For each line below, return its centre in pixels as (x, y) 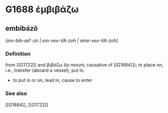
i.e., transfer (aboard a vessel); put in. (45, 71)
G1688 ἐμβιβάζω (42, 9)
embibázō (22, 28)
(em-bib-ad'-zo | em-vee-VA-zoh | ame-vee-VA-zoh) (62, 40)
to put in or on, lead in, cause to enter (52, 80)
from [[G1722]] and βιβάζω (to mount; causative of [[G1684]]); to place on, (84, 65)
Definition (18, 54)
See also (16, 94)
